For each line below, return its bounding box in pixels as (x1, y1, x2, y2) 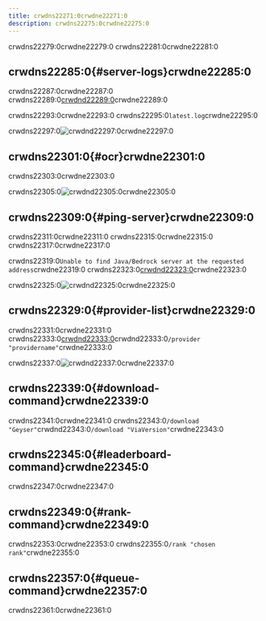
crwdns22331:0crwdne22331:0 (8, 325, 112, 335)
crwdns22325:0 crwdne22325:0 (8, 280, 176, 289)
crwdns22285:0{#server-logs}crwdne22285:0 (8, 65, 251, 78)
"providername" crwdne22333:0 (8, 342, 113, 352)
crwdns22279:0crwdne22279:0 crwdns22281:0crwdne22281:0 (8, 41, 219, 51)
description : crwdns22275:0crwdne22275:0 (8, 19, 150, 27)
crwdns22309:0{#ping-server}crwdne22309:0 (8, 210, 254, 224)
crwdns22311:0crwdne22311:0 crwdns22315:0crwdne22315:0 (8, 231, 214, 241)
